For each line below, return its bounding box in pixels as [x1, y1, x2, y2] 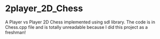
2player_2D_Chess [5, 3, 83, 14]
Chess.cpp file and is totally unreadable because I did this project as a [5, 24, 148, 30]
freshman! [5, 29, 26, 35]
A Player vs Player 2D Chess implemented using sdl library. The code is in [5, 19, 156, 25]
